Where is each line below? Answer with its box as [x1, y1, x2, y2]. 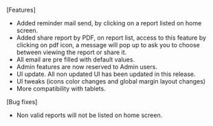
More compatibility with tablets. [16, 85, 106, 92]
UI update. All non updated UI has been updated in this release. [16, 70, 197, 78]
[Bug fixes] [6, 98, 38, 105]
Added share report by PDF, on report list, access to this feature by [16, 34, 207, 42]
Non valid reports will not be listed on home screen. [16, 111, 163, 119]
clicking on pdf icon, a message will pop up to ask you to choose [16, 41, 200, 49]
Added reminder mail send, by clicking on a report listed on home [16, 19, 202, 27]
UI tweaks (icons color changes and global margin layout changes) [16, 77, 206, 85]
